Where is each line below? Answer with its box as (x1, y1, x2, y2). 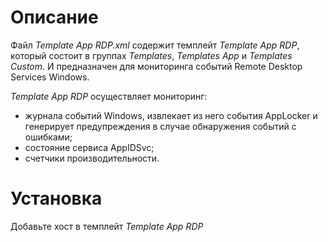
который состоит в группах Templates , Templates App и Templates (10, 49, 293, 61)
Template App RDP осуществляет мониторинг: (10, 90, 208, 102)
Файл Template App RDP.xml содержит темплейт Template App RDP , (10, 39, 300, 51)
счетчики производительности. (24, 152, 160, 164)
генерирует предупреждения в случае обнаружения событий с (24, 120, 297, 132)
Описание (10, 6, 99, 29)
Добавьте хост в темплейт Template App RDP (10, 220, 204, 232)
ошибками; (24, 131, 73, 143)
